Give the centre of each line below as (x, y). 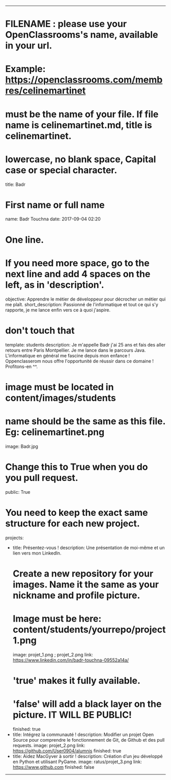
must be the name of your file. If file (82, 114)
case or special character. (61, 170)
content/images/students (61, 398)
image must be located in (60, 387)
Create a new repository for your (83, 573)
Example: (25, 69)
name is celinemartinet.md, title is (79, 125)
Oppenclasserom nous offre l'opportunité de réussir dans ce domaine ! (80, 361)
